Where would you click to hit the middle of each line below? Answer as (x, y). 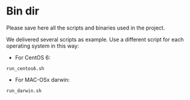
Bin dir (23, 11)
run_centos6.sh (25, 68)
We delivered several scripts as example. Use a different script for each (95, 39)
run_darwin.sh (24, 91)
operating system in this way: (43, 46)
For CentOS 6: (33, 57)
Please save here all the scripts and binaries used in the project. (86, 28)
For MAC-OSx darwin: (42, 80)
